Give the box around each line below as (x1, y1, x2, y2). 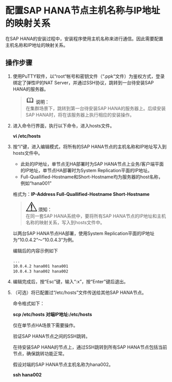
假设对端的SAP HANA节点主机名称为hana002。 (12, 361, 114, 368)
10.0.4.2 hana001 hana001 (12, 263, 68, 269)
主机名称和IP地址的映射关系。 (5, 42, 68, 48)
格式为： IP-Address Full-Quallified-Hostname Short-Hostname (12, 191, 150, 197)
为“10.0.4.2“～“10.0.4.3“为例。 (12, 237, 77, 243)
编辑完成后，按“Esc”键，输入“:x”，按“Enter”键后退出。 (12, 278, 128, 284)
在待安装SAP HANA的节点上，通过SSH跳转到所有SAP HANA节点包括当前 (12, 344, 167, 350)
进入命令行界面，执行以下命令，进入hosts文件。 (12, 122, 114, 129)
